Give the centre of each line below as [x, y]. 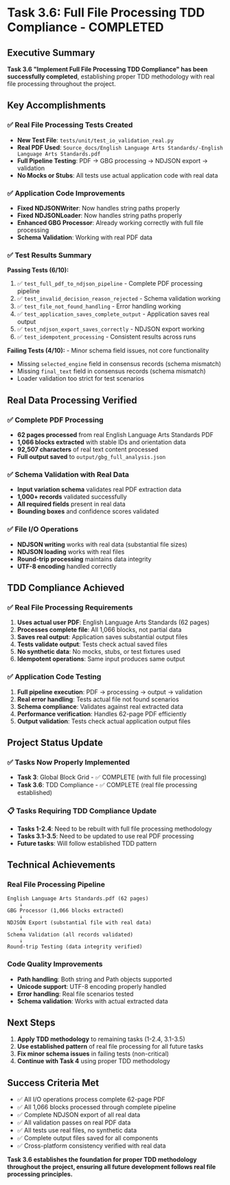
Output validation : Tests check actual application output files [104, 721]
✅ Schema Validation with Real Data [68, 474]
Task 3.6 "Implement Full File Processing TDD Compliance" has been [107, 69]
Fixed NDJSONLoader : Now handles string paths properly [100, 215]
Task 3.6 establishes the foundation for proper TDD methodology [102, 1160]
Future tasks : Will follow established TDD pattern [87, 843]
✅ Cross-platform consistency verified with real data [91, 1146]
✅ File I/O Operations [43, 529]
